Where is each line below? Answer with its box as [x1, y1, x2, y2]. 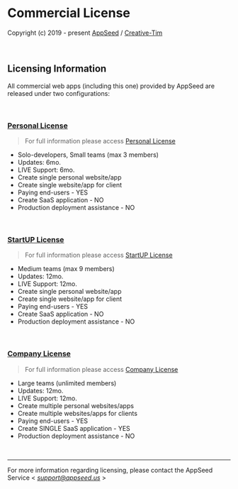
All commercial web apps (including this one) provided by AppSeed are [7, 82, 215, 90]
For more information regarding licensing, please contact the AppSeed [7, 466, 213, 474]
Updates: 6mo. [17, 158, 62, 167]
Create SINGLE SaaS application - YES [17, 424, 131, 432]
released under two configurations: [7, 89, 110, 97]
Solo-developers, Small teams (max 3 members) [17, 150, 159, 159]
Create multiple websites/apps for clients [17, 409, 138, 417]
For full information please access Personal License [24, 137, 176, 145]
